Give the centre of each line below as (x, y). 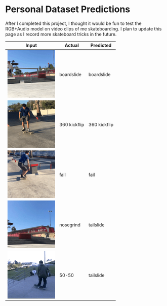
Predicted (101, 45)
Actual (72, 45)
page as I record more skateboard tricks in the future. (61, 34)
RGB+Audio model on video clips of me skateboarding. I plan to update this (83, 28)
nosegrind (70, 225)
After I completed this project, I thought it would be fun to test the (73, 23)
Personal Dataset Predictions (68, 9)
